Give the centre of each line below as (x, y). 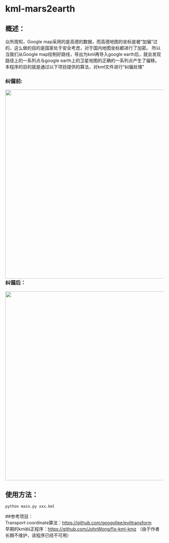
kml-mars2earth (40, 9)
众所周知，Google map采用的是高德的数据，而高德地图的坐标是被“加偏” (79, 42)
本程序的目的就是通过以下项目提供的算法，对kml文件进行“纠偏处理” (75, 67)
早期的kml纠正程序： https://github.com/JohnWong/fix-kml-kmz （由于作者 (82, 529)
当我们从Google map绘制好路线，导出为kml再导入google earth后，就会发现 (83, 54)
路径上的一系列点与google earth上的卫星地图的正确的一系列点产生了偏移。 (82, 60)
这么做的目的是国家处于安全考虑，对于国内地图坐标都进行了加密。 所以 (87, 48)
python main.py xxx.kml (30, 507)
